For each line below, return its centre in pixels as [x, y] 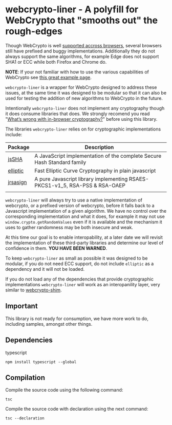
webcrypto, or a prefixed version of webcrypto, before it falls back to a [80, 205]
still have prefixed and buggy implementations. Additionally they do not [80, 51]
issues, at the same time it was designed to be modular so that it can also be [86, 93]
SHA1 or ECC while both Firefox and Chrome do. [56, 62]
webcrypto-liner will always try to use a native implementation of [74, 200]
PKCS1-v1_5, [51, 185]
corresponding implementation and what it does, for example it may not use [85, 216]
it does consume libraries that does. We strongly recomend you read [78, 114]
